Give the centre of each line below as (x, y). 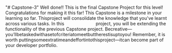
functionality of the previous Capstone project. (55, 29)
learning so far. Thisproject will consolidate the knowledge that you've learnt (86, 18)
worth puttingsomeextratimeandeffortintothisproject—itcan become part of (85, 40)
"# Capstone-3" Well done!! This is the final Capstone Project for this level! (84, 7)
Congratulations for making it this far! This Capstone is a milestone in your (84, 13)
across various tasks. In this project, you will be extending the (86, 23)
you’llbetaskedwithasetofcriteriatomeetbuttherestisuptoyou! (69, 34)
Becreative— (119, 29)
